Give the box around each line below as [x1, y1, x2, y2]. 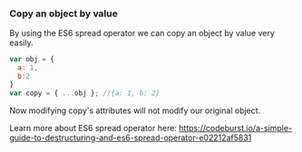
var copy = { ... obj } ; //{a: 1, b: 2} [9, 89, 161, 98]
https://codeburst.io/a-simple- [178, 122, 293, 133]
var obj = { [9, 55, 54, 64]
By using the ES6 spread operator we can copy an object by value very [9, 28, 275, 39]
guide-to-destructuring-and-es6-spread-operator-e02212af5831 [9, 132, 252, 143]
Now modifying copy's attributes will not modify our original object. [9, 105, 261, 116]
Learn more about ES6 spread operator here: [9, 122, 177, 133]
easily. [9, 37, 34, 48]
